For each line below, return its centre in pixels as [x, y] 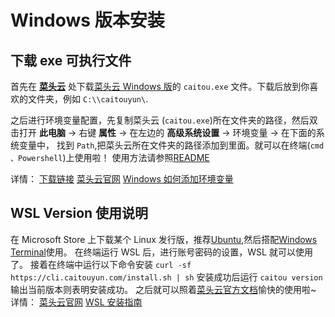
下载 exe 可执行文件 [71, 60]
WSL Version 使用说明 [79, 213]
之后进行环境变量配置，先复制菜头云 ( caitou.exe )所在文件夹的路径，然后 [160, 120]
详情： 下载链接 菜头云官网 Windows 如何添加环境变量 [122, 179]
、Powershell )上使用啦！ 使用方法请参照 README [110, 157]
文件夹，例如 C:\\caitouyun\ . [88, 99]
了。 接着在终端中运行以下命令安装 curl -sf [101, 264]
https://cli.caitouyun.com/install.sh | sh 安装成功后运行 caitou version [166, 277]
